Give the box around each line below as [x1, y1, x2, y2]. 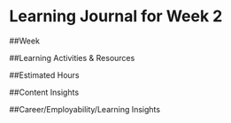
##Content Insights [9, 87, 80, 97]
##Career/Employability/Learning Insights [9, 104, 161, 114]
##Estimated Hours [9, 69, 80, 81]
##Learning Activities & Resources [9, 52, 135, 63]
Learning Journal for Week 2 [9, 6, 223, 27]
